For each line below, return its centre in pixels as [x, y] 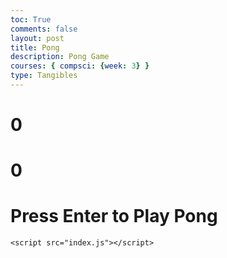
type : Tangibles [44, 76]
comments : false [44, 29]
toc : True [31, 19]
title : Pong [35, 47]
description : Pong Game [60, 57]
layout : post [37, 38]
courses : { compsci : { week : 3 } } [80, 66]
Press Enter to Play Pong [114, 216]
